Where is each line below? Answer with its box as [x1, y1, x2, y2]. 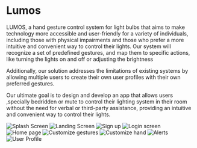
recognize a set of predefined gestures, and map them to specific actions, [6, 49, 190, 56]
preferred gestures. [6, 79, 55, 87]
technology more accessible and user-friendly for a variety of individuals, [6, 29, 189, 37]
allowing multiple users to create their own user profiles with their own [6, 73, 181, 81]
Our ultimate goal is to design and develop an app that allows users [6, 91, 174, 99]
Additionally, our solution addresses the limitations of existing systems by [6, 67, 189, 74]
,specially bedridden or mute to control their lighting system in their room [6, 97, 187, 105]
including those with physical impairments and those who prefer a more [6, 36, 184, 43]
